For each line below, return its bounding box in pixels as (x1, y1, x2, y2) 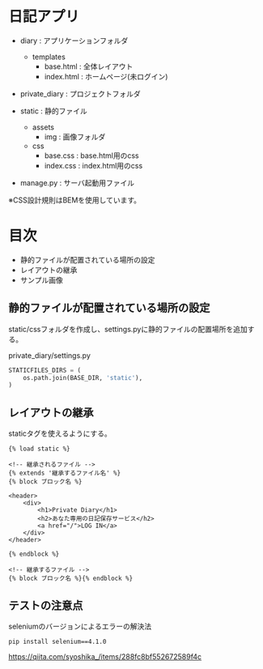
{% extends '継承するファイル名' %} (8, 469, 121, 478)
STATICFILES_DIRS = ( (8, 366, 82, 374)
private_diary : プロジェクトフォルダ (19, 88, 141, 98)
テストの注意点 (8, 599, 83, 612)
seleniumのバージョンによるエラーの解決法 (8, 621, 152, 631)
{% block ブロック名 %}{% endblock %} (8, 574, 134, 583)
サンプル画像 (19, 275, 63, 284)
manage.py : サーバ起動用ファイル (19, 177, 135, 187)
